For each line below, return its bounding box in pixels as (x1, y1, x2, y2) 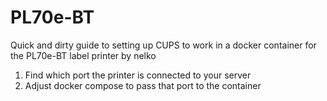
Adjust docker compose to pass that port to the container (24, 79, 262, 91)
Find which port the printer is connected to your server (24, 69, 252, 81)
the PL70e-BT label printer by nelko (10, 49, 157, 61)
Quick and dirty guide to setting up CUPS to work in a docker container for (10, 39, 317, 51)
